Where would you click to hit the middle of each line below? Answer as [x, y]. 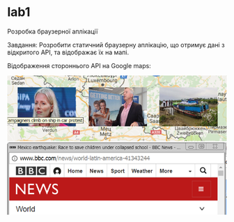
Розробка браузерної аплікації [53, 31]
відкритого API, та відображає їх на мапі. [68, 52]
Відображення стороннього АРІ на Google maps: [79, 65]
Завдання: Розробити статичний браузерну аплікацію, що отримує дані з [116, 45]
